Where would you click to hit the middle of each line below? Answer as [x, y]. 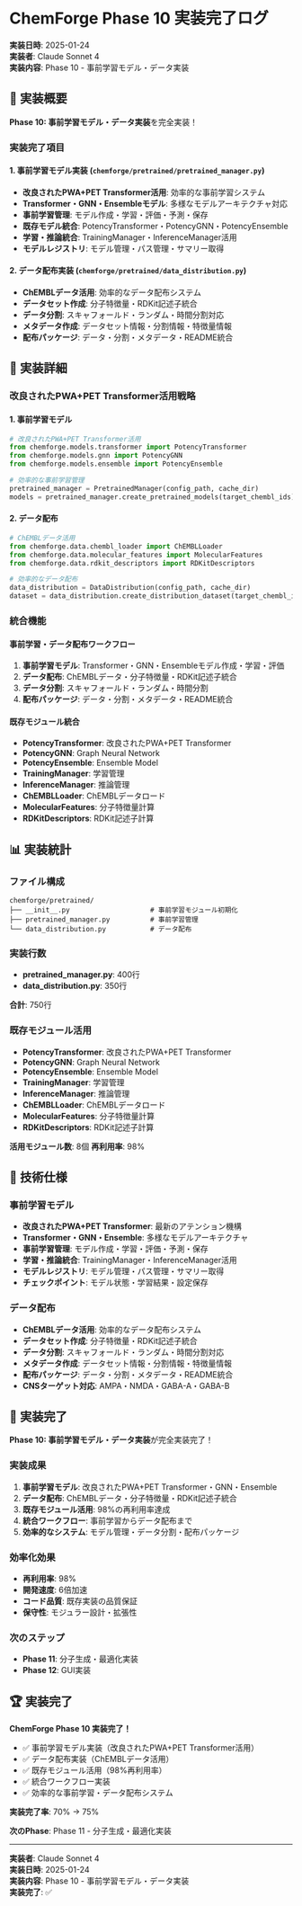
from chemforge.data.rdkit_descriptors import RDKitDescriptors [132, 563]
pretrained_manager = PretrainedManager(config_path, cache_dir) [134, 488]
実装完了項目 [37, 147]
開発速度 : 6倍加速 [55, 1590]
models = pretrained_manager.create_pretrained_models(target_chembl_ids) [152, 497]
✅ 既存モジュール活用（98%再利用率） [94, 1770]
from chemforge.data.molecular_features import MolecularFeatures [136, 555]
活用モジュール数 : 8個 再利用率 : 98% [77, 1146]
